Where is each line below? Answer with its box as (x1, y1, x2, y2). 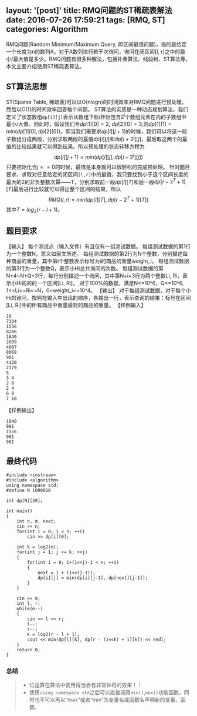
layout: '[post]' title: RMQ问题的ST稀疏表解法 (6, 5, 172, 16)
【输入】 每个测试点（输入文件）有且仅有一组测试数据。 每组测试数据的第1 (6, 243, 186, 250)
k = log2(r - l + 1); (27, 631, 80, 638)
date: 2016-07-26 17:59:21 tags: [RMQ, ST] (6, 15, 165, 25)
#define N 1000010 (6, 487, 51, 494)
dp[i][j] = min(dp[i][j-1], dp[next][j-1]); (37, 575, 148, 581)
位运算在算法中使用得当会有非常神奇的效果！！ (29, 681, 142, 688)
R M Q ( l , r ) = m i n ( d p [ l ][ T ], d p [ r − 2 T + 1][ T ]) (48, 195, 149, 203)
